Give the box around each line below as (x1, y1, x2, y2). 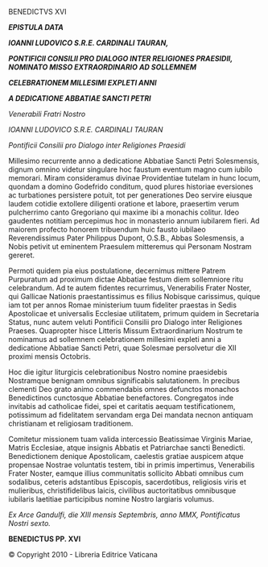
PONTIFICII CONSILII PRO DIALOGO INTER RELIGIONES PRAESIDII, (8, 54, 233, 63)
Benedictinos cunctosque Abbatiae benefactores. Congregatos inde (8, 393, 234, 402)
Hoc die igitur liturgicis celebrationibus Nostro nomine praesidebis (8, 367, 228, 377)
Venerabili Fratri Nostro (8, 109, 86, 119)
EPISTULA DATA (8, 23, 64, 31)
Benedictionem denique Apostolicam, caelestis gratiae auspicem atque (8, 452, 244, 461)
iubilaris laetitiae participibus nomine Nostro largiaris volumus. (8, 494, 215, 503)
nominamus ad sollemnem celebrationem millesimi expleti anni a (8, 335, 221, 344)
